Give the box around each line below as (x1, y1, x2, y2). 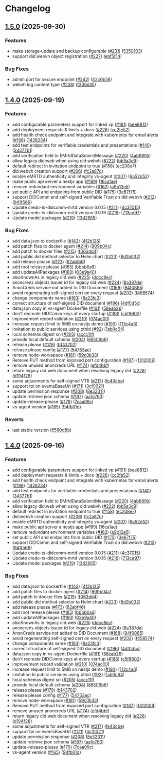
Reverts (5, 416, 24, 423)
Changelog (5, 3, 51, 14)
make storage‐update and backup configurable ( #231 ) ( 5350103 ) (12, 48, 143, 54)
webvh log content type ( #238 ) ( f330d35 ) (12, 81, 96, 88)
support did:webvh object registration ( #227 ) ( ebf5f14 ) (12, 53, 122, 59)
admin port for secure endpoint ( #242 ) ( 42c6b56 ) (12, 77, 112, 82)
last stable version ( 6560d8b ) (12, 427, 72, 433)
